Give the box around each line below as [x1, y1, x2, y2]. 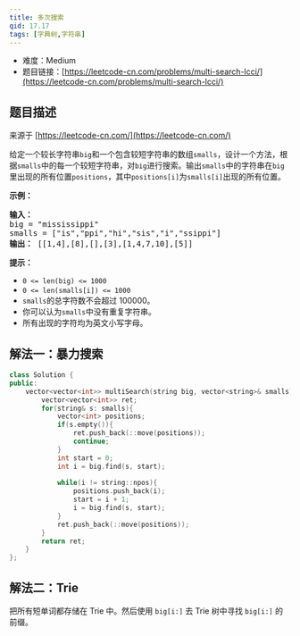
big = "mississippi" [9, 220, 100, 230]
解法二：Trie [9, 580, 79, 595]
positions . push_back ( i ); [72, 487, 166, 496]
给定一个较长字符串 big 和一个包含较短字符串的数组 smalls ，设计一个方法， [9, 149, 280, 160]
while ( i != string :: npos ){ [56, 479, 158, 488]
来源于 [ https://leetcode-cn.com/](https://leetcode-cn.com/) [9, 130, 231, 141]
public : [9, 379, 38, 388]
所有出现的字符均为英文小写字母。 [21, 318, 148, 329]
